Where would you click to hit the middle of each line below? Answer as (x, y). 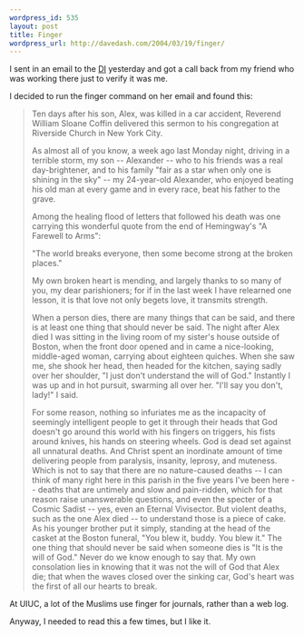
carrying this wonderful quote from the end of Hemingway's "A (149, 226)
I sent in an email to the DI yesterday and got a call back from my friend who (152, 69)
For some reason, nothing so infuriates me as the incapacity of (148, 412)
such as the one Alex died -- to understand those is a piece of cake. (159, 519)
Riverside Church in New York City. (97, 134)
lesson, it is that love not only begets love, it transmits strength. (150, 300)
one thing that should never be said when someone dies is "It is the (157, 548)
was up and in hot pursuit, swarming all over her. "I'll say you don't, (157, 385)
